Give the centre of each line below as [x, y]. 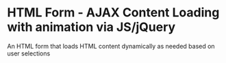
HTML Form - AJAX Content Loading [113, 13]
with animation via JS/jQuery [91, 27]
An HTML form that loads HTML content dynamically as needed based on [111, 46]
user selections [29, 53]
